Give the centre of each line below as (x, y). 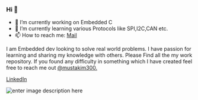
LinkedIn (17, 79)
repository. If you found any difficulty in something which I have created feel (99, 62)
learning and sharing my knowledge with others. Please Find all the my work (99, 55)
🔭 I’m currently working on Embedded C (63, 22)
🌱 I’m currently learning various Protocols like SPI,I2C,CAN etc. (91, 28)
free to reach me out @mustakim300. (52, 68)
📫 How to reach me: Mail (46, 36)
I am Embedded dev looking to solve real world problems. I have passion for (99, 49)
